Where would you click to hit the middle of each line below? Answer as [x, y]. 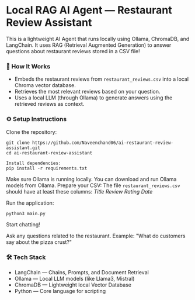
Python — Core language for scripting [60, 291]
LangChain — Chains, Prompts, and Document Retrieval [81, 272]
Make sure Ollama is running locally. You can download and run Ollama [91, 179]
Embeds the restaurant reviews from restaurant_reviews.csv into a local [101, 79]
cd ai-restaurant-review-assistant [49, 153]
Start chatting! [23, 224]
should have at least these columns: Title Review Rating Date [79, 191]
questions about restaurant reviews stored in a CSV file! [73, 51]
